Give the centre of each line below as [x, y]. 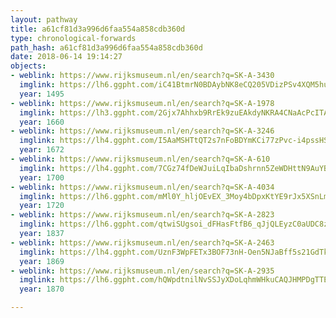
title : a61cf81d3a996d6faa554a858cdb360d [98, 29]
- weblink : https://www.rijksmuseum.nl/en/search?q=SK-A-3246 [142, 131]
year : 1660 [42, 122]
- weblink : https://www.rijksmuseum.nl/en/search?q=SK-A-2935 [142, 271]
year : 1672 [42, 150]
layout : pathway [44, 19]
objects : [28, 66]
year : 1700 [42, 177]
